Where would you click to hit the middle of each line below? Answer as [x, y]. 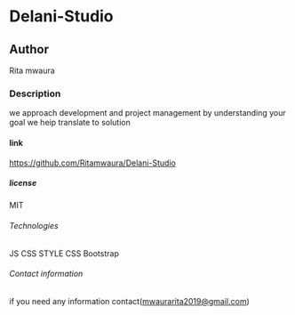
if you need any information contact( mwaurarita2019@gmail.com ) [130, 301]
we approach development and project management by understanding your [147, 113]
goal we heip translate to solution [70, 123]
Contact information [46, 274]
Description [35, 93]
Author [29, 49]
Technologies [34, 226]
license [23, 183]
